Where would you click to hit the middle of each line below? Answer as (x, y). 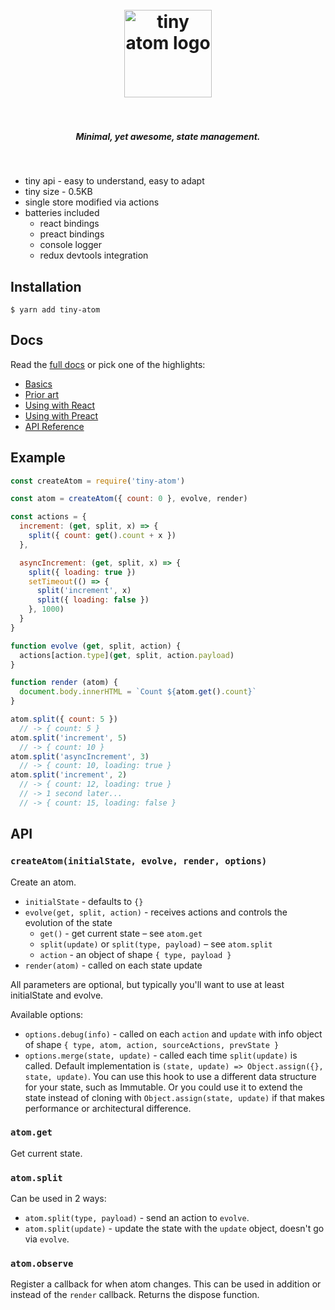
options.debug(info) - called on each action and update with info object (173, 1034)
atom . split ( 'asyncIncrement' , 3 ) (80, 756)
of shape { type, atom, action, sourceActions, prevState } (152, 1044)
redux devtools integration (94, 255)
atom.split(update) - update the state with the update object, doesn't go (174, 1229)
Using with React (59, 405)
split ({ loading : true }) (82, 572)
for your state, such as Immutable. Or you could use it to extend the (163, 1087)
